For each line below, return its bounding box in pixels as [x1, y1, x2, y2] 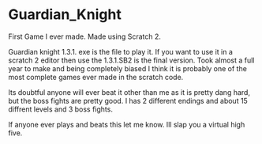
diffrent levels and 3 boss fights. [8, 104, 113, 114]
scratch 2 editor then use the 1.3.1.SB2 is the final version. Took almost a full [8, 55, 255, 65]
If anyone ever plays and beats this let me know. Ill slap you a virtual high [8, 119, 245, 129]
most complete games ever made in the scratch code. [8, 72, 184, 81]
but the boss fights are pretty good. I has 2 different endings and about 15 [8, 96, 249, 105]
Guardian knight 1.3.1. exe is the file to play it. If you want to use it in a [8, 47, 233, 56]
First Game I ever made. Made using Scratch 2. [8, 32, 162, 41]
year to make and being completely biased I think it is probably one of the [8, 63, 247, 73]
